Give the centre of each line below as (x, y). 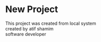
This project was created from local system (51, 23)
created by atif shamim (29, 28)
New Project (32, 9)
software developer (26, 34)
